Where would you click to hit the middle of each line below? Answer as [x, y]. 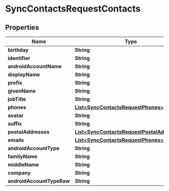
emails [16, 140]
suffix [15, 124]
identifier [19, 58]
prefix [15, 83]
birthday [18, 50]
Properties [22, 27]
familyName [23, 156]
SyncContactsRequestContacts [73, 9]
